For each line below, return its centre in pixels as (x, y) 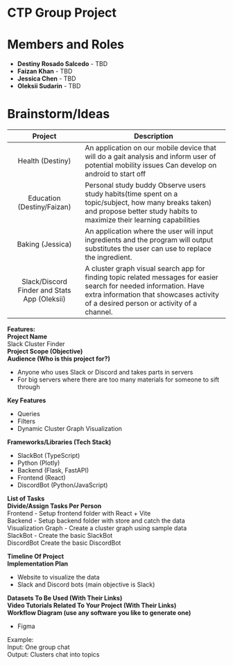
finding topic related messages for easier (152, 277)
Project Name (27, 337)
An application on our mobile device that (150, 148)
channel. (99, 312)
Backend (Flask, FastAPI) (53, 470)
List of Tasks (26, 499)
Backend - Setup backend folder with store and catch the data (96, 521)
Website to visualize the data (58, 577)
